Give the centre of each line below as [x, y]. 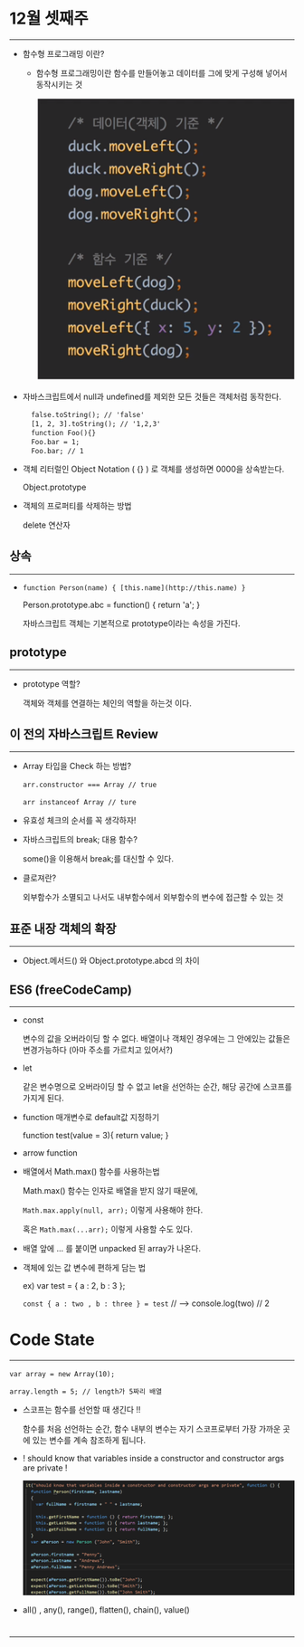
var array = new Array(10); [62, 1374]
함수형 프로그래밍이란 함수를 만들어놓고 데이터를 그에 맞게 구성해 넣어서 [161, 72]
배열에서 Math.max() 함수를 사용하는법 [91, 1171]
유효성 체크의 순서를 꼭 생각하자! [79, 821]
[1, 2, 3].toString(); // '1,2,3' [96, 424]
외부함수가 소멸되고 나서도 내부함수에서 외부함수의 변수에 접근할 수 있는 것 [153, 898]
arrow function [50, 1153]
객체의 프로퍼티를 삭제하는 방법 [77, 505]
